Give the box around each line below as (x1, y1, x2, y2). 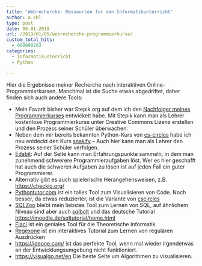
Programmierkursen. (6, 87, 57, 94)
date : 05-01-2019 (6, 25, 50, 32)
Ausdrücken (14, 233, 46, 241)
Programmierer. (14, 169, 54, 176)
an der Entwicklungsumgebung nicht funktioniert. (14, 246, 138, 253)
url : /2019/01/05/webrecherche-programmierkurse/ (6, 31, 133, 37)
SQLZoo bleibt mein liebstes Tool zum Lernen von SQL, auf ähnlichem (14, 201, 188, 208)
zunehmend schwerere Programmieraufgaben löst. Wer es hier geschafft (14, 156, 196, 164)
